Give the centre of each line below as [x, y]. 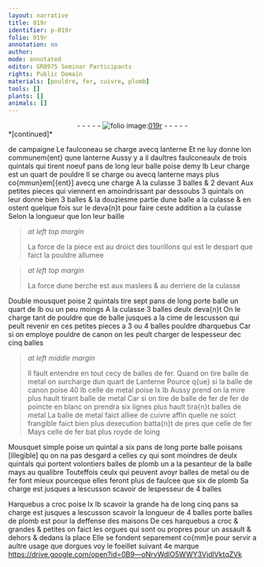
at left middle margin [61, 358]
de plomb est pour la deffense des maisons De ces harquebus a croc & [123, 521]
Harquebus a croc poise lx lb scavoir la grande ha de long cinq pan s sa [123, 504]
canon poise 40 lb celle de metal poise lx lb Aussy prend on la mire [136, 390]
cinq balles [26, 343]
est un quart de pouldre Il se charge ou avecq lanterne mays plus [114, 175]
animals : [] [28, 103]
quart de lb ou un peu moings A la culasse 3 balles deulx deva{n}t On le [125, 309]
